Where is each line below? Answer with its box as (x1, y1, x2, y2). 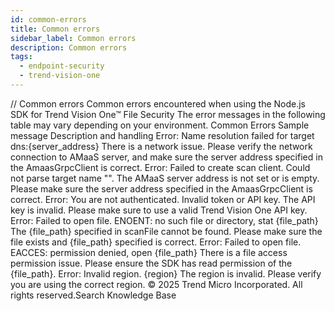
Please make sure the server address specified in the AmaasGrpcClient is (10, 182, 313, 195)
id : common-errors (10, 14, 87, 25)
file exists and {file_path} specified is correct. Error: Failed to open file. (10, 236, 302, 248)
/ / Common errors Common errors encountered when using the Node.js (10, 97, 306, 110)
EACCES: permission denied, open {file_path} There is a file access (10, 246, 288, 258)
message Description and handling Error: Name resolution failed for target (10, 129, 315, 141)
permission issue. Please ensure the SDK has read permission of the (10, 257, 293, 269)
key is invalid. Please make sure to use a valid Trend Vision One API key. (10, 204, 308, 216)
